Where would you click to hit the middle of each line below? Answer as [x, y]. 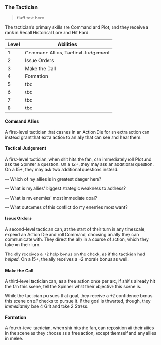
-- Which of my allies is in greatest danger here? [53, 179]
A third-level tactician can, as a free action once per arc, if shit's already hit [80, 281]
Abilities [67, 44]
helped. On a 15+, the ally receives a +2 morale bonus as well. [67, 259]
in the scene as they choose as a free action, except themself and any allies [81, 333]
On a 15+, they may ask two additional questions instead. [62, 169]
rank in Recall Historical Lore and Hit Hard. [47, 33]
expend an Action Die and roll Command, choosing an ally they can [72, 234]
